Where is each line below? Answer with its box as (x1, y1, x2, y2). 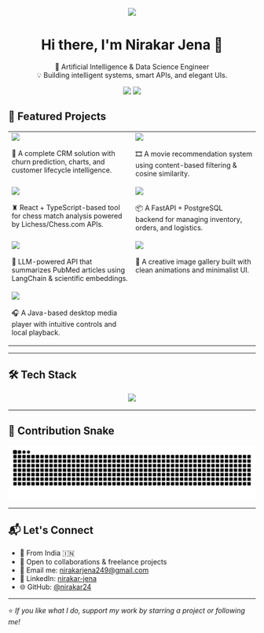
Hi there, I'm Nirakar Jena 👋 (40, 36, 224, 54)
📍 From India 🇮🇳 (19, 548, 75, 557)
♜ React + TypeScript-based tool (11, 202, 120, 212)
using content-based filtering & (135, 160, 237, 169)
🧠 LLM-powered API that (11, 257, 93, 266)
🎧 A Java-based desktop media (11, 308, 118, 318)
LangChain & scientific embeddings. (11, 274, 128, 283)
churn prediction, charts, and (11, 157, 105, 166)
